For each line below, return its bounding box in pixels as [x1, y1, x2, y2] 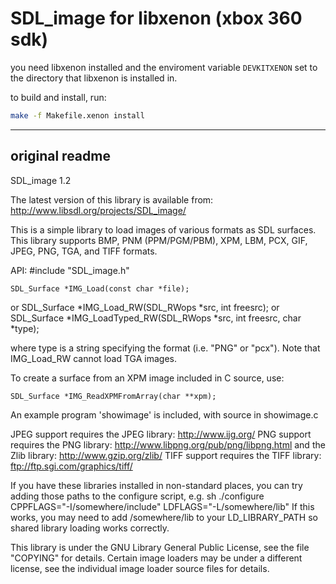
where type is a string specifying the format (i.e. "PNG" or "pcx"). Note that [10, 342, 321, 354]
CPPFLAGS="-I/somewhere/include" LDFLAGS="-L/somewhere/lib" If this [10, 500, 315, 512]
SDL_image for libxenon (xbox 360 [10, 7, 303, 30]
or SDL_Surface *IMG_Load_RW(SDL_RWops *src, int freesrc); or [10, 301, 280, 313]
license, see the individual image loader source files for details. [10, 562, 270, 574]
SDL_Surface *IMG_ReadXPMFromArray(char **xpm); [10, 391, 217, 401]
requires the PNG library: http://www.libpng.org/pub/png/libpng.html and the [10, 438, 326, 451]
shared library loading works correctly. [10, 522, 170, 534]
